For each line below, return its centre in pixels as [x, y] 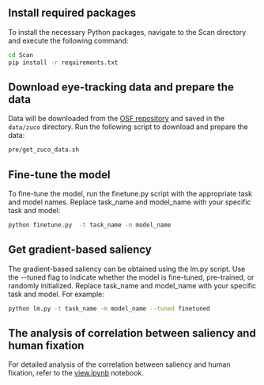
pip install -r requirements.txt [63, 63]
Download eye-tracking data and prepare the [121, 87]
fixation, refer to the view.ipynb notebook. [76, 373]
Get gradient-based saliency [80, 250]
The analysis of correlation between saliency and [132, 333]
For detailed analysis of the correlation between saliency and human [119, 364]
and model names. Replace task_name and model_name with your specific [130, 202]
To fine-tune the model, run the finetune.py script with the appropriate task [130, 194]
